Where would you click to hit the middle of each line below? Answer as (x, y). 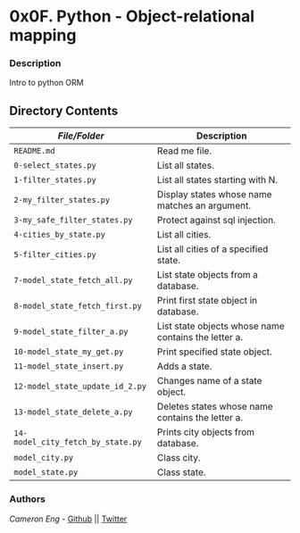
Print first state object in (207, 301)
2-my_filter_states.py (62, 200)
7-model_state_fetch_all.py (73, 280)
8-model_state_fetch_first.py (78, 306)
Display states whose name (214, 195)
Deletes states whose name (215, 406)
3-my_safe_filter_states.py (73, 220)
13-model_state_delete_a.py (73, 412)
